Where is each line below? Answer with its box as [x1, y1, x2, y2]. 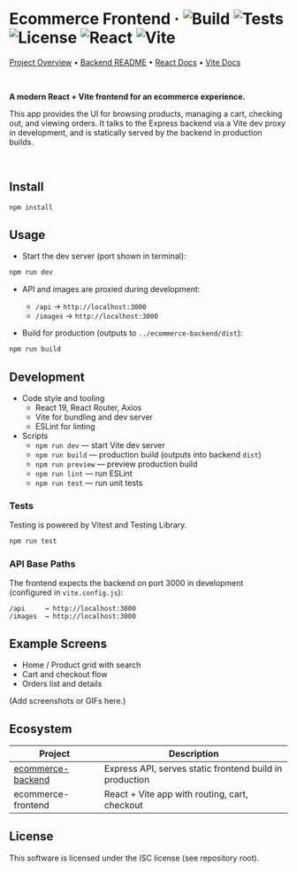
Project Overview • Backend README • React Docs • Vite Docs [9, 57, 241, 67]
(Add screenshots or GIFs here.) [9, 696, 126, 706]
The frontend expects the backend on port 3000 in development [9, 578, 244, 589]
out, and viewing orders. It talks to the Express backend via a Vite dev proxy [9, 118, 286, 128]
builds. [9, 136, 34, 147]
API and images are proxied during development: [21, 284, 201, 295]
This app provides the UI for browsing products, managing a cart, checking [9, 108, 283, 119]
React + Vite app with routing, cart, [103, 788, 249, 800]
